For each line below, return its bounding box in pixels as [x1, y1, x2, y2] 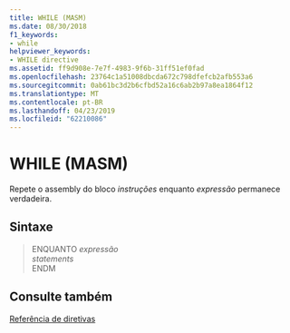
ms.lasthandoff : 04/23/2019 [9, 106, 116, 115]
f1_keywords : [9, 30, 59, 39]
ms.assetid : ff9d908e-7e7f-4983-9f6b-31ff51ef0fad [9, 64, 205, 73]
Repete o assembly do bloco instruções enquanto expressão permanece [9, 183, 281, 195]
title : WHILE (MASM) [9, 13, 88, 23]
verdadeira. [9, 193, 53, 204]
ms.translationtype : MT [9, 89, 100, 98]
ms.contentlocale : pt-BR [9, 97, 103, 107]
